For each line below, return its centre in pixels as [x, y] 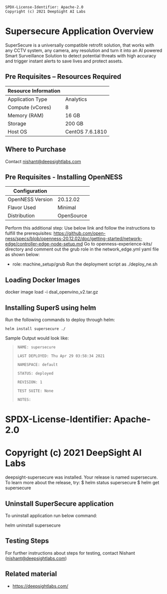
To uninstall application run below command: [51, 515]
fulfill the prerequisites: [29, 233]
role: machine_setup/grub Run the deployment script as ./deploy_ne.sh [85, 264]
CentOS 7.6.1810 [86, 131]
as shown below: [22, 255]
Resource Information [34, 91]
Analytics [76, 99]
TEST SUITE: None [35, 391]
